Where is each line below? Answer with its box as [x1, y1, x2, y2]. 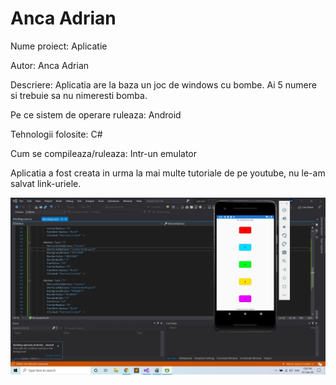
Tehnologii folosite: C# [10, 128, 103, 140]
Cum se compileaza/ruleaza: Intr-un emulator [10, 147, 197, 159]
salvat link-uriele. [10, 177, 82, 189]
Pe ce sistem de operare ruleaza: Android [10, 108, 182, 121]
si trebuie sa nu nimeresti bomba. [10, 89, 148, 101]
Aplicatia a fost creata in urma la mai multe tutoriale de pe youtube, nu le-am [10, 167, 326, 179]
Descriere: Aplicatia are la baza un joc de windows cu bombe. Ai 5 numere [10, 78, 317, 91]
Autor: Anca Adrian [10, 59, 90, 71]
